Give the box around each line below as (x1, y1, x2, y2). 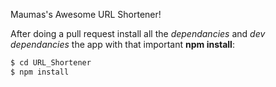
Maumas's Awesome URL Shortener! (10, 9, 162, 20)
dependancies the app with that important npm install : (10, 39, 235, 50)
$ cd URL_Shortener (10, 58, 92, 68)
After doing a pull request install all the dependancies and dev (10, 28, 266, 39)
